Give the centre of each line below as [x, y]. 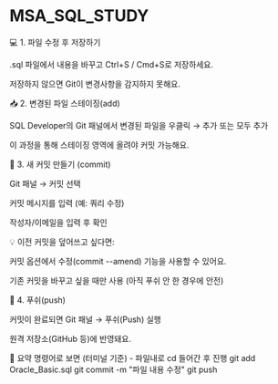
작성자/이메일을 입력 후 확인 [58, 222]
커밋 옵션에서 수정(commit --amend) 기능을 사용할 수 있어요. [118, 261]
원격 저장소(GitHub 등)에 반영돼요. [71, 338]
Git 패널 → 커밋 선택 [45, 183]
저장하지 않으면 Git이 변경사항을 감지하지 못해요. [95, 84]
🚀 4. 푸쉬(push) [38, 300]
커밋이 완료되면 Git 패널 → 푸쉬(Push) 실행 [85, 319]
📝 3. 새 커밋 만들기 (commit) [60, 164]
